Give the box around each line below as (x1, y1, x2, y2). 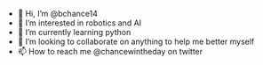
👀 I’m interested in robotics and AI (17, 18, 142, 28)
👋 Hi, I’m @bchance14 (17, 9, 98, 18)
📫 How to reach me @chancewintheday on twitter (17, 47, 203, 56)
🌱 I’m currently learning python (17, 27, 131, 37)
